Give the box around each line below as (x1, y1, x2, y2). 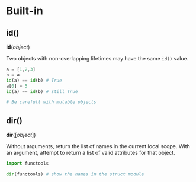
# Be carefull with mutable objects (6, 99, 97, 105)
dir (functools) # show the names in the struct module (6, 171, 144, 177)
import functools (6, 161, 49, 167)
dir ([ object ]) (6, 132, 36, 139)
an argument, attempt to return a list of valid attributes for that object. (6, 149, 176, 157)
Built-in (6, 4, 43, 18)
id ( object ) (6, 43, 30, 50)
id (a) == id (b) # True (6, 77, 62, 84)
